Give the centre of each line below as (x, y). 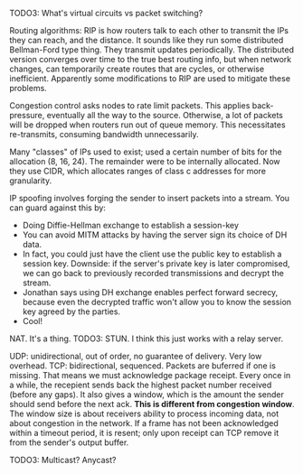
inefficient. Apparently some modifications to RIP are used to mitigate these (150, 79)
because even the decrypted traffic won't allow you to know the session (157, 302)
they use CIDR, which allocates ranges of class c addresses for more (138, 171)
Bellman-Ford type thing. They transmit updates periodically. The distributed (151, 50)
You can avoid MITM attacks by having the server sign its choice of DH (155, 235)
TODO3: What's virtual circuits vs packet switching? (106, 13)
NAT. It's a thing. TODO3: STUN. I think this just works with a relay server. (146, 339)
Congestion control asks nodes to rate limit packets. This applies (130, 106)
